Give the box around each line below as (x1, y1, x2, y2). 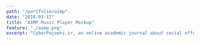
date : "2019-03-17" (6, 14, 55, 20)
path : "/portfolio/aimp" (6, 8, 68, 15)
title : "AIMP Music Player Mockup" (6, 19, 95, 25)
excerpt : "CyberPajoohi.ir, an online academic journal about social (6, 30, 183, 36)
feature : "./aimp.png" (6, 25, 62, 31)
